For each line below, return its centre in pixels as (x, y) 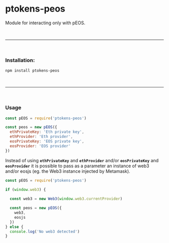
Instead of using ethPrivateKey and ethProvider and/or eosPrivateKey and (82, 160)
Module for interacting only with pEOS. (45, 23)
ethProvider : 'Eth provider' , (41, 137)
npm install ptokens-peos (32, 71)
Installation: (20, 60)
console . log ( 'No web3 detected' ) (45, 231)
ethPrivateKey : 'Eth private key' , (47, 132)
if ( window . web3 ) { (26, 189)
